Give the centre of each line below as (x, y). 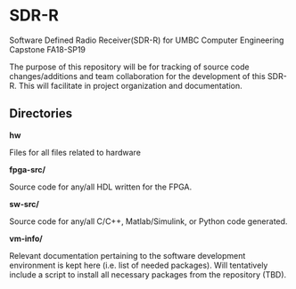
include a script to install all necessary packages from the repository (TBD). (148, 274)
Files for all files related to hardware (75, 152)
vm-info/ (26, 238)
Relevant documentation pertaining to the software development (127, 255)
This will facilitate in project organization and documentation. (130, 85)
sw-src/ (25, 204)
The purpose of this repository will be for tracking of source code (129, 67)
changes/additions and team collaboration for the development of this (137, 76)
